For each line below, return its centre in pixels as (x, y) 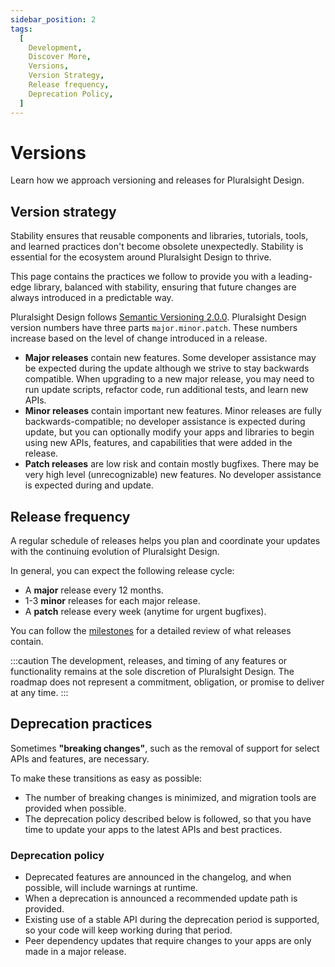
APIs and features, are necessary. (80, 758)
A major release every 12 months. (94, 590)
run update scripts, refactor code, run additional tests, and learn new (166, 390)
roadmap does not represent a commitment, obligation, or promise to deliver (167, 682)
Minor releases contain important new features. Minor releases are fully (173, 411)
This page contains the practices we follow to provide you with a (143, 277)
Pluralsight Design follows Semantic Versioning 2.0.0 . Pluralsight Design (158, 317)
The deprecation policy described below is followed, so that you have (168, 818)
